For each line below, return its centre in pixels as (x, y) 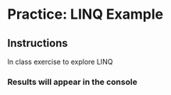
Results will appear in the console (72, 82)
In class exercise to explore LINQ (60, 62)
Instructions (37, 43)
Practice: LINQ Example (85, 14)
